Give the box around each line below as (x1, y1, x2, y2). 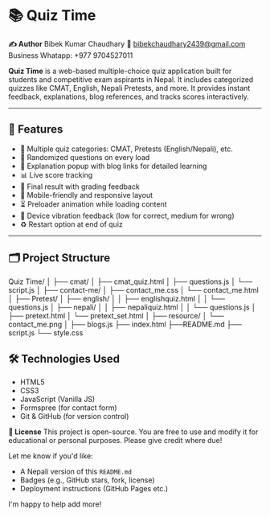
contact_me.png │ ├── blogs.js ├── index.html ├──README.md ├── (8, 319, 243, 329)
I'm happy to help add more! (8, 499, 102, 509)
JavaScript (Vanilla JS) (19, 395, 96, 404)
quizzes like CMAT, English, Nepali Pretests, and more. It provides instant (8, 83, 251, 92)
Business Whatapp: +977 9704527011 (8, 50, 133, 60)
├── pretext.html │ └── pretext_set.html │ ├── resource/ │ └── (8, 310, 224, 320)
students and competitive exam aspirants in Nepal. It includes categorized (8, 74, 254, 84)
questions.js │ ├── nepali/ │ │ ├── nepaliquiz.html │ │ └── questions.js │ (8, 302, 256, 312)
